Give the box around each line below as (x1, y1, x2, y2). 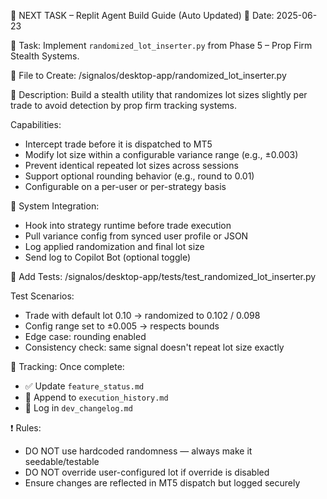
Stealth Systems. (10, 50, 80, 62)
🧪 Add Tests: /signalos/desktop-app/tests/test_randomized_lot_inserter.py (10, 271, 317, 282)
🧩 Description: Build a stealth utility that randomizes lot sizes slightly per (10, 89, 308, 100)
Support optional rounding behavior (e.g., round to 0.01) (24, 170, 255, 182)
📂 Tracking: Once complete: (10, 361, 125, 372)
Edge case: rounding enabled (24, 331, 147, 342)
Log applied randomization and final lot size (24, 241, 205, 252)
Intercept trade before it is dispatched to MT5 (24, 138, 213, 150)
